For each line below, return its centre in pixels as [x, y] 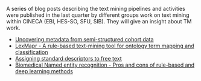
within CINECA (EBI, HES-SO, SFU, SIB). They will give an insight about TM [99, 21]
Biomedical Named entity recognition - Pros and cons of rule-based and [105, 65]
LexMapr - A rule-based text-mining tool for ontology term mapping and [104, 46]
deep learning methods [44, 71]
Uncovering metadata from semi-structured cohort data [84, 39]
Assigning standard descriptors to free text [68, 58]
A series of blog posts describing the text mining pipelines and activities [96, 9]
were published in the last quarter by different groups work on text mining [98, 15]
